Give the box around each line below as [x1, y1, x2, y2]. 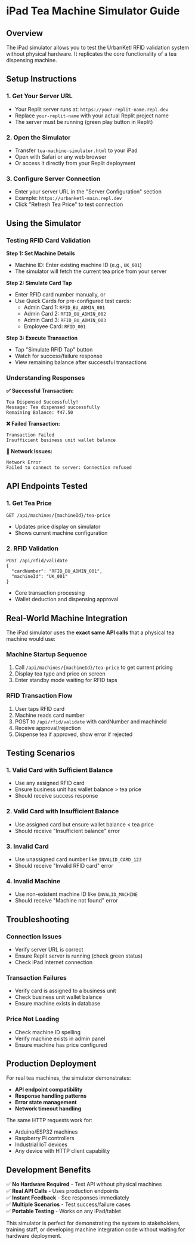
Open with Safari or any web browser [14, 153, 107, 160]
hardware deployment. [6, 1232, 62, 1240]
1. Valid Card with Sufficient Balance [6, 765, 113, 774]
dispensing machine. [6, 57, 58, 63]
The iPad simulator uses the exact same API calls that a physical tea [6, 629, 175, 636]
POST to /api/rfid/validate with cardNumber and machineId [14, 717, 167, 725]
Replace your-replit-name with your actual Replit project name [14, 112, 169, 119]
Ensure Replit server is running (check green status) [14, 952, 143, 959]
